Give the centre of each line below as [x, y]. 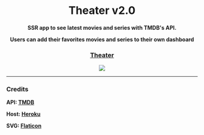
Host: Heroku [23, 114]
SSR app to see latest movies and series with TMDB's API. [102, 27]
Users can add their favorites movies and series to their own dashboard [102, 39]
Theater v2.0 [102, 11]
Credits [17, 89]
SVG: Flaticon [24, 126]
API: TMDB [20, 102]
